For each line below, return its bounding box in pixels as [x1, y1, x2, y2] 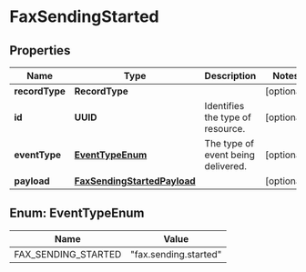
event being [204, 148, 255, 161]
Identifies [204, 100, 245, 112]
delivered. [204, 160, 248, 172]
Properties [9, 43, 71, 58]
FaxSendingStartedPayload [74, 175, 196, 187]
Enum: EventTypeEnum [9, 206, 145, 221]
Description [204, 70, 257, 82]
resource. [204, 123, 246, 135]
